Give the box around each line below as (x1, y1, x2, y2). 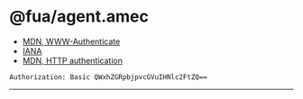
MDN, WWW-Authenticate (22, 36, 121, 47)
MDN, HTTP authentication (22, 55, 124, 66)
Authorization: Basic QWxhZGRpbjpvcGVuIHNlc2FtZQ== (9, 72, 207, 82)
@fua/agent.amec (9, 6, 149, 27)
